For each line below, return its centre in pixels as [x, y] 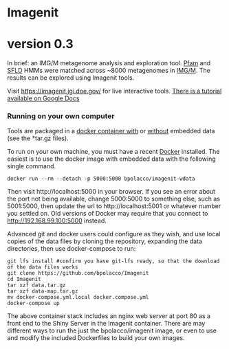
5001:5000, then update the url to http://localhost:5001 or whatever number [114, 206]
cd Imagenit [24, 280]
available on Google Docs [43, 98]
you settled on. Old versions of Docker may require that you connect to [108, 214]
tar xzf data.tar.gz [37, 285]
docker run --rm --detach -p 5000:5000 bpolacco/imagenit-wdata [101, 179]
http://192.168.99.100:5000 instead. [57, 221]
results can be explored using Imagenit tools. [71, 78]
